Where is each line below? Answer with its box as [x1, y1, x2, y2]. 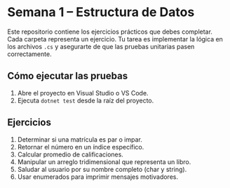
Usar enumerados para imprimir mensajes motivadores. [17, 173, 179, 181]
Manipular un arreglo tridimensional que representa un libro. [17, 157, 191, 166]
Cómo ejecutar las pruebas [7, 70, 128, 82]
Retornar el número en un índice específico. [17, 142, 144, 151]
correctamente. [7, 50, 52, 58]
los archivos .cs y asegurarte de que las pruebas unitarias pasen [7, 42, 195, 51]
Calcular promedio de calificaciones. [17, 150, 124, 159]
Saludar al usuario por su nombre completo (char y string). [17, 165, 187, 173]
